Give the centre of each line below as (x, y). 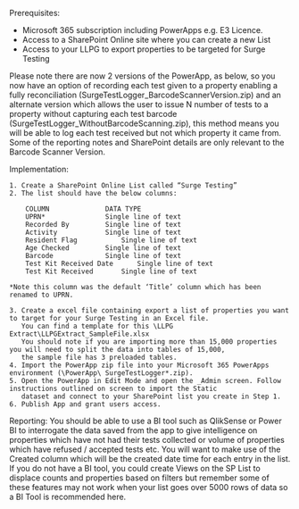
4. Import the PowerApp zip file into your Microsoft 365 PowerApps (139, 365)
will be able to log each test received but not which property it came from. (145, 133)
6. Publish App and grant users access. (86, 405)
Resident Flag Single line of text (112, 240)
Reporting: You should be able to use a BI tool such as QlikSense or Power (146, 421)
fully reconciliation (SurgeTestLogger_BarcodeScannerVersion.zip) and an (145, 95)
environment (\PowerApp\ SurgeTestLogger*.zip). (101, 373)
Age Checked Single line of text (103, 248)
